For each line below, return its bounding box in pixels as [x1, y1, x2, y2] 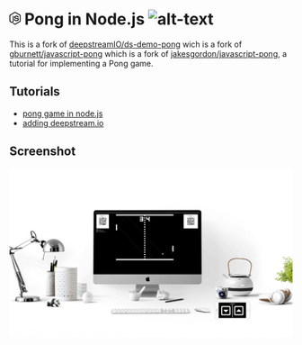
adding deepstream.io [22, 117, 104, 128]
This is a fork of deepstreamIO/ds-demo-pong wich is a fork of [9, 39, 243, 50]
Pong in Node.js [23, 9, 146, 30]
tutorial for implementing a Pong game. [9, 58, 155, 68]
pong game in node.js [22, 108, 103, 119]
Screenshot [9, 144, 76, 159]
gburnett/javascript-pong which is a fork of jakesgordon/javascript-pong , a [9, 48, 288, 59]
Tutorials [9, 84, 60, 99]
